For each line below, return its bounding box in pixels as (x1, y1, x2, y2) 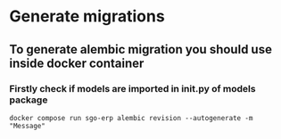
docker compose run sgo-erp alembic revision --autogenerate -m (9, 113, 253, 122)
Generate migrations (9, 6, 165, 27)
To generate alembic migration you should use (9, 42, 272, 57)
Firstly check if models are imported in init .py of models (9, 82, 256, 94)
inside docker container (9, 55, 145, 70)
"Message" (9, 121, 46, 130)
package (9, 94, 48, 106)
